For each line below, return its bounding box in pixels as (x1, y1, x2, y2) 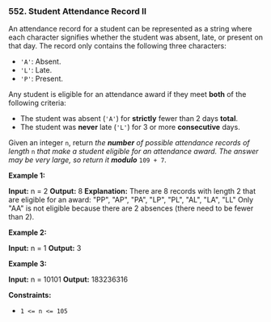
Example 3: (8, 259, 47, 269)
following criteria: (8, 98, 66, 108)
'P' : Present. (19, 74, 63, 84)
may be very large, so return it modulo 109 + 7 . (8, 155, 167, 165)
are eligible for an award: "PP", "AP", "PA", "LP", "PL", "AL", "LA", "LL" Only (8, 195, 254, 205)
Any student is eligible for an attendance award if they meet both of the (8, 90, 247, 99)
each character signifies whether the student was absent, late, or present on (8, 32, 264, 42)
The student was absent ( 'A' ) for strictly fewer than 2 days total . (19, 114, 239, 123)
